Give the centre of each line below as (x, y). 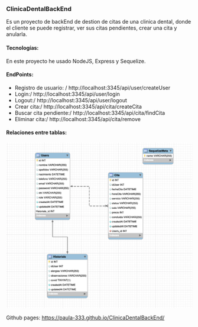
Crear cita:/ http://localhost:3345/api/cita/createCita (78, 106)
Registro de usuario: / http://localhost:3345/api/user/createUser (92, 88)
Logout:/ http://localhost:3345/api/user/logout (71, 100)
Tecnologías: (22, 48)
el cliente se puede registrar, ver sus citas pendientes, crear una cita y (92, 28)
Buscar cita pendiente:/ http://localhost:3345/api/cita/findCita (90, 113)
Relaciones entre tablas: (36, 132)
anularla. (17, 34)
